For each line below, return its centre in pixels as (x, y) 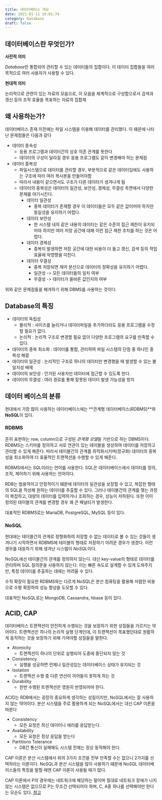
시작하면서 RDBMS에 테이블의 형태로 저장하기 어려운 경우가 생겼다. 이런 (85, 543)
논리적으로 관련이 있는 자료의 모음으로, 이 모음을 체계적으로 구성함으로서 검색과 (79, 94)
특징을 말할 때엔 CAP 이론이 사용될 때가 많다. (64, 770)
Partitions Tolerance (32, 742)
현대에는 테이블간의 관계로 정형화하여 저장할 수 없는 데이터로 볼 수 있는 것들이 (78, 537)
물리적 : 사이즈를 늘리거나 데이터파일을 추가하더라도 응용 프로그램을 (82, 325)
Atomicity (22, 647)
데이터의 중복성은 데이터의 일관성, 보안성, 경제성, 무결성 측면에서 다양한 (86, 188)
